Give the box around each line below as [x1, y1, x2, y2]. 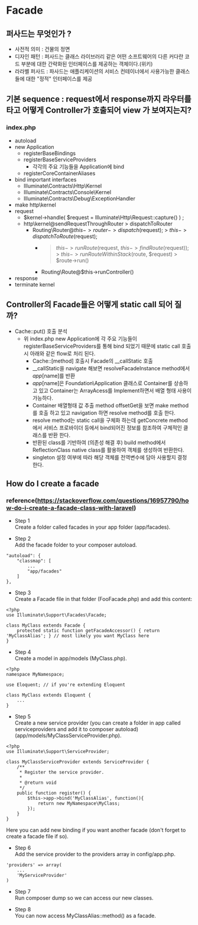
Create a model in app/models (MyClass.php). [14, 655, 127, 662]
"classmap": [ [17, 558, 51, 564]
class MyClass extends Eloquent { [6, 692, 92, 698]
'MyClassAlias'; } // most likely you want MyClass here [6, 633, 150, 639]
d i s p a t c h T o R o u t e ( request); [32, 233, 98, 240]
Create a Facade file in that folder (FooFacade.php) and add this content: [14, 596, 193, 603]
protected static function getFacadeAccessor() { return [17, 628, 160, 634]
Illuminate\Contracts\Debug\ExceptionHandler [23, 195, 136, 202]
